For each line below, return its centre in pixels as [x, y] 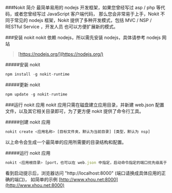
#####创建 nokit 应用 [28, 122]
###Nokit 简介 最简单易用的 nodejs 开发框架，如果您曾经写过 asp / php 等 [83, 7]
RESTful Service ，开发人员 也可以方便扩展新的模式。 [62, 27]
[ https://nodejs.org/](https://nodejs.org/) [60, 54]
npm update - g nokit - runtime [36, 94]
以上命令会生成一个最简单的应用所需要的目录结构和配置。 [66, 142]
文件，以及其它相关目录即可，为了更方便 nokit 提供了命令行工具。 [75, 111]
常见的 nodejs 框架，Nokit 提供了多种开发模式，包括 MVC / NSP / [83, 20]
